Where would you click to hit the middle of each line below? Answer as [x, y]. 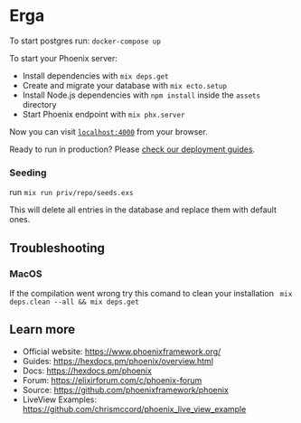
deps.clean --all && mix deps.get [75, 302]
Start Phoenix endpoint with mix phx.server [103, 114]
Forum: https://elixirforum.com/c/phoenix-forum [112, 380]
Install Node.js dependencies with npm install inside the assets [141, 95]
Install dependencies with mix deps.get [95, 75]
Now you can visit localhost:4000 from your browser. [108, 131]
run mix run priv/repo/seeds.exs [71, 193]
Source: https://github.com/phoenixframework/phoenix [125, 390]
